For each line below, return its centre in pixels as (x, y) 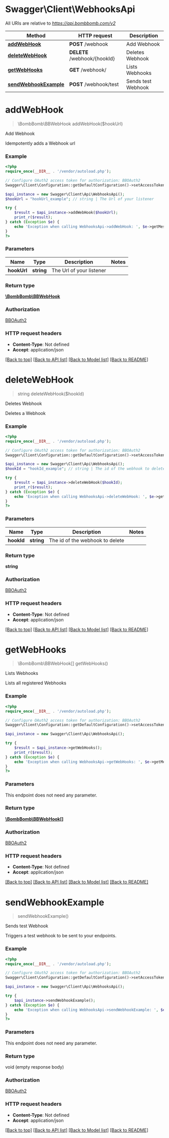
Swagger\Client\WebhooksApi (70, 9)
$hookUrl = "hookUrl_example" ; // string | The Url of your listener (80, 199)
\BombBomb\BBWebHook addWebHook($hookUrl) (70, 124)
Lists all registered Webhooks (36, 683)
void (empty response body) (35, 1067)
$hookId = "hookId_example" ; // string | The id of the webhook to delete (85, 469)
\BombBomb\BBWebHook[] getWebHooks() (63, 664)
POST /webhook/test (94, 84)
